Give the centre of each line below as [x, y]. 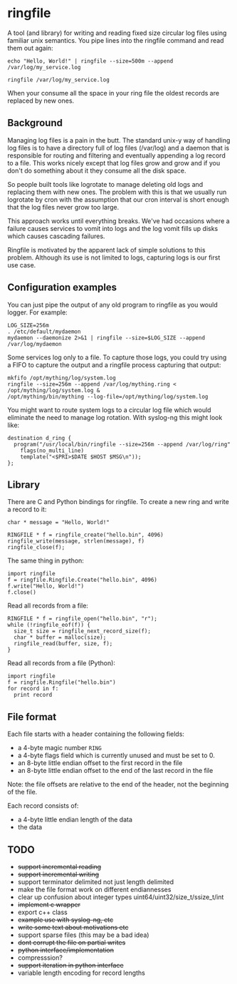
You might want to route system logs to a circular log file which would [109, 410]
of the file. [22, 792]
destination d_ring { [39, 438]
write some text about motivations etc [73, 927]
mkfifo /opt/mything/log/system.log [62, 378]
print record [33, 695]
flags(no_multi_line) [52, 451]
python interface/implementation [66, 950]
